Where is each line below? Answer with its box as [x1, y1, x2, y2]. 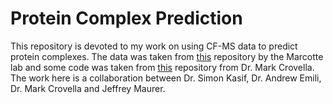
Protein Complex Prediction [10, 7, 243, 30]
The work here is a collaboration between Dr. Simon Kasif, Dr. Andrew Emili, [10, 72, 322, 84]
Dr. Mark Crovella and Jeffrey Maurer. [10, 82, 166, 94]
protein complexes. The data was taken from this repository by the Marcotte [10, 50, 324, 62]
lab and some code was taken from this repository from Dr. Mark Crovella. [10, 61, 315, 73]
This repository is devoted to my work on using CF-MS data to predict [10, 40, 298, 52]
